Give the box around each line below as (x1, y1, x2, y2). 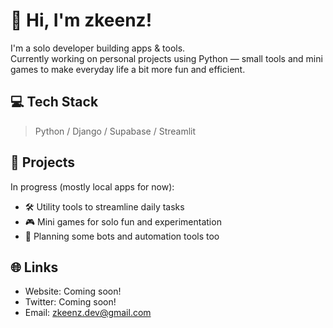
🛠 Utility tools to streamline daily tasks (24, 200, 185, 213)
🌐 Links (10, 259, 59, 276)
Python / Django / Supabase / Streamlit (34, 125, 197, 137)
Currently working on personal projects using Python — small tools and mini (10, 52, 323, 64)
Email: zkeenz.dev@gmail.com (24, 307, 152, 319)
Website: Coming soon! (24, 285, 122, 298)
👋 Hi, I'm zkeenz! (10, 9, 153, 32)
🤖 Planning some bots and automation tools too (24, 230, 220, 242)
